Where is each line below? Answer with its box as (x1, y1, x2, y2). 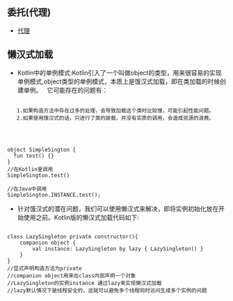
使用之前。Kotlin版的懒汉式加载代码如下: (23, 213, 139, 221)
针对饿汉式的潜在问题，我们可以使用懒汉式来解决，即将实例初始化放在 (17, 204, 219, 213)
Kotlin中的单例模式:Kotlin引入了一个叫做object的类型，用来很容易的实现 (17, 68, 222, 76)
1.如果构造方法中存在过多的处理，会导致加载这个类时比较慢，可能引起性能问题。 (16, 107, 214, 114)
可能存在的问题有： (53, 86, 109, 94)
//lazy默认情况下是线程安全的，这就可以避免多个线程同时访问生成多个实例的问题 (7, 287, 207, 294)
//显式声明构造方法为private (7, 265, 82, 272)
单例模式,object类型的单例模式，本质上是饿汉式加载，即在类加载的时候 (17, 77, 220, 86)
